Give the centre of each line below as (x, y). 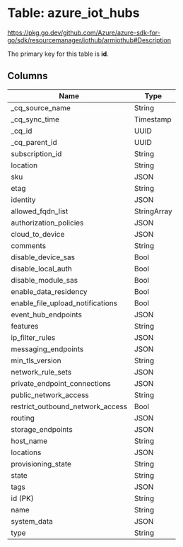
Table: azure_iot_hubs (73, 13)
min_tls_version (36, 360)
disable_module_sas (45, 280)
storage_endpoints (42, 429)
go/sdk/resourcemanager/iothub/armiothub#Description (89, 40)
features (25, 326)
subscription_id (36, 153)
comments (29, 245)
